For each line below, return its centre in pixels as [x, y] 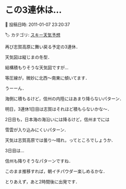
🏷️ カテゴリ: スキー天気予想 [33, 35]
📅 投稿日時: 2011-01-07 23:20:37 [37, 24]
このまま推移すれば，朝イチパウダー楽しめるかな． [56, 171]
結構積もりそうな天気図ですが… [37, 67]
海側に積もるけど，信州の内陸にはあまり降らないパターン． [64, 99]
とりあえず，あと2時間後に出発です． [43, 182]
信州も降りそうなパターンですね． [39, 161]
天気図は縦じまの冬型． [28, 57]
